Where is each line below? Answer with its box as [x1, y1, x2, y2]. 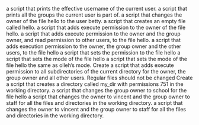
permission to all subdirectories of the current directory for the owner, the [6, 68, 186, 75]
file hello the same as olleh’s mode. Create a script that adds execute [6, 62, 174, 69]
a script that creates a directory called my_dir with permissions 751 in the [6, 81, 184, 88]
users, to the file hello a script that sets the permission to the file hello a [6, 49, 181, 56]
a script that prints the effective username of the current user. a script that [6, 5, 188, 12]
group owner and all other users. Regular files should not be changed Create [6, 74, 193, 81]
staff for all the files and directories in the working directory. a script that [6, 100, 183, 106]
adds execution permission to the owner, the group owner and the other [6, 43, 182, 50]
